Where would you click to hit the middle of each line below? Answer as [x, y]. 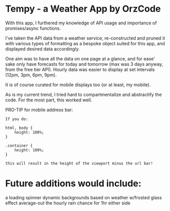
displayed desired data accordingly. [43, 49]
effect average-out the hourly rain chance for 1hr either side [68, 203]
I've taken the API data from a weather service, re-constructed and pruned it [85, 38]
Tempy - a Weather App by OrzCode [83, 9]
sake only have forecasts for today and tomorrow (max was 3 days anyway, [84, 64]
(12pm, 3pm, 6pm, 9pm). [31, 75]
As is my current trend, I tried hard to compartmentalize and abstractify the [84, 94]
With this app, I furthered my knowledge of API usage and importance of [81, 23]
